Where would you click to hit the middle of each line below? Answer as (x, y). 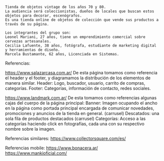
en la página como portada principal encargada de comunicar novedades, (80, 108)
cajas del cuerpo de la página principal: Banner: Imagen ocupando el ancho (81, 103)
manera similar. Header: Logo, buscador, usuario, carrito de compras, (75, 83)
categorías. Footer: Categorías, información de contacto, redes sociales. (78, 88)
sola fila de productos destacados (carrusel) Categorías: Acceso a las (75, 118)
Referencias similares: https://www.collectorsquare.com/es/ (66, 138)
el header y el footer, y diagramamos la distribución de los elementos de (78, 78)
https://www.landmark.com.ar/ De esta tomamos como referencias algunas (81, 98)
